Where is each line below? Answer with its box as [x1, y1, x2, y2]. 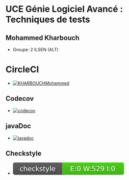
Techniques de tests [5, 14, 90, 25]
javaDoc [5, 122, 31, 130]
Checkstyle [5, 149, 42, 157]
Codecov [5, 95, 34, 103]
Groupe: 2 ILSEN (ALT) [12, 47, 59, 52]
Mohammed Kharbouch [5, 34, 80, 42]
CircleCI [5, 64, 39, 75]
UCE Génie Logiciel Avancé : [5, 3, 123, 15]
